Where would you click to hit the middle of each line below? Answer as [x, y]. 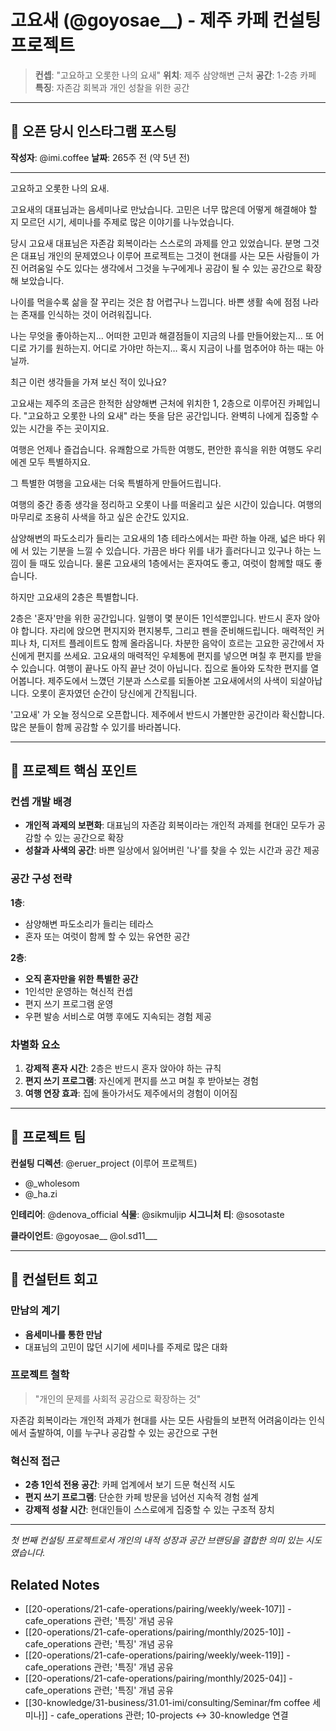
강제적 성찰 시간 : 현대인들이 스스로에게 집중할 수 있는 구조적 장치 [149, 1510]
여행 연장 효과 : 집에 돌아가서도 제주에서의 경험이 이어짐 [131, 1093]
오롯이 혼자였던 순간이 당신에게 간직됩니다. [114, 693]
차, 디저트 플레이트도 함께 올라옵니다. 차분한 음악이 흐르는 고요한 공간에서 [171, 643]
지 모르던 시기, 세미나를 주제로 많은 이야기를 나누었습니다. [122, 222]
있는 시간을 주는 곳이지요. [60, 428]
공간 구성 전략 [41, 879]
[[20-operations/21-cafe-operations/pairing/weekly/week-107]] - [158, 1608]
